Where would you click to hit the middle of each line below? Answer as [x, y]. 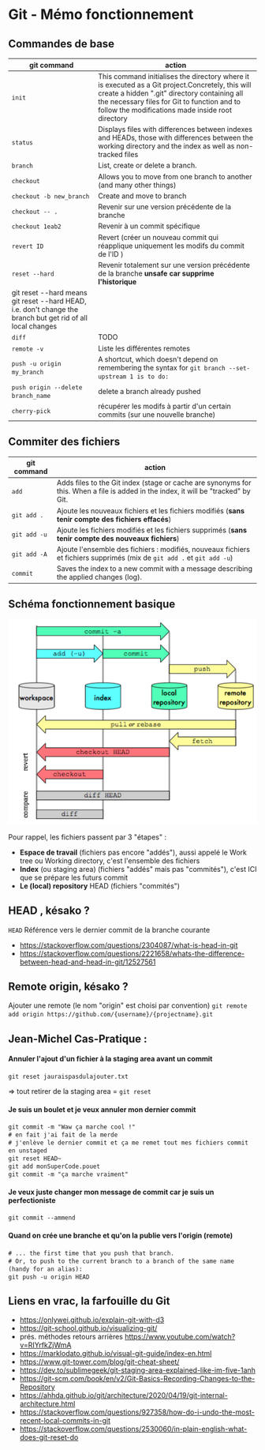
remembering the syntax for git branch [162, 367]
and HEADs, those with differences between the [176, 137]
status [22, 143]
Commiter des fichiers [64, 442]
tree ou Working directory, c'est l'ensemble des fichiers [110, 860]
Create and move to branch [142, 196]
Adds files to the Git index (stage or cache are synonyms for [154, 483]
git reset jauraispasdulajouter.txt [68, 1077]
